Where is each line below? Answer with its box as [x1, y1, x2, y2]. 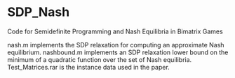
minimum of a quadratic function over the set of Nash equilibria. [7, 55, 192, 63]
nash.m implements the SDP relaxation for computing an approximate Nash [7, 40, 224, 49]
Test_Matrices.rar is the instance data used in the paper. [7, 63, 170, 71]
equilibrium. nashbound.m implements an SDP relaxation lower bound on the [7, 48, 229, 56]
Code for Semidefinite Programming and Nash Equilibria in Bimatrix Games [7, 27, 223, 36]
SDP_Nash [7, 4, 70, 20]
